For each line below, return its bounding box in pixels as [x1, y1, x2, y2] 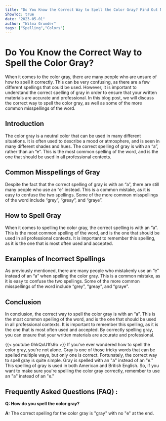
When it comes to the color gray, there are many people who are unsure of [5, 74, 157, 80]
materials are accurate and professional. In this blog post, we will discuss [5, 95, 154, 101]
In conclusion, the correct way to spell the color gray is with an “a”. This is [5, 311, 156, 317]
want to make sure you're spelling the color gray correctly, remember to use [5, 368, 160, 374]
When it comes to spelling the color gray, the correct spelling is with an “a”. [5, 225, 158, 231]
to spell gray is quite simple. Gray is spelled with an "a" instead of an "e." [5, 357, 154, 364]
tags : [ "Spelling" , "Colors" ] [5, 26, 65, 31]
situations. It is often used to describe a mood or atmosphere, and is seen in [5, 138, 160, 144]
